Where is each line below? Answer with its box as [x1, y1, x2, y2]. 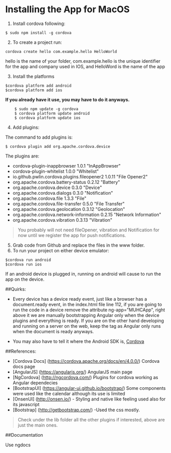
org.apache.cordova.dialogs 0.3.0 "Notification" [12, 190, 113, 196]
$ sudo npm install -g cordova [5, 30, 72, 35]
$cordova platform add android [5, 83, 72, 88]
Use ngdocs [5, 442, 31, 448]
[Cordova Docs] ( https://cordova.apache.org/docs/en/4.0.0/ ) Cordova [12, 358, 160, 364]
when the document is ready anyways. [12, 328, 94, 334]
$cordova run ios [5, 261, 42, 267]
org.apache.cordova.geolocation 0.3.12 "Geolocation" [12, 206, 125, 212]
